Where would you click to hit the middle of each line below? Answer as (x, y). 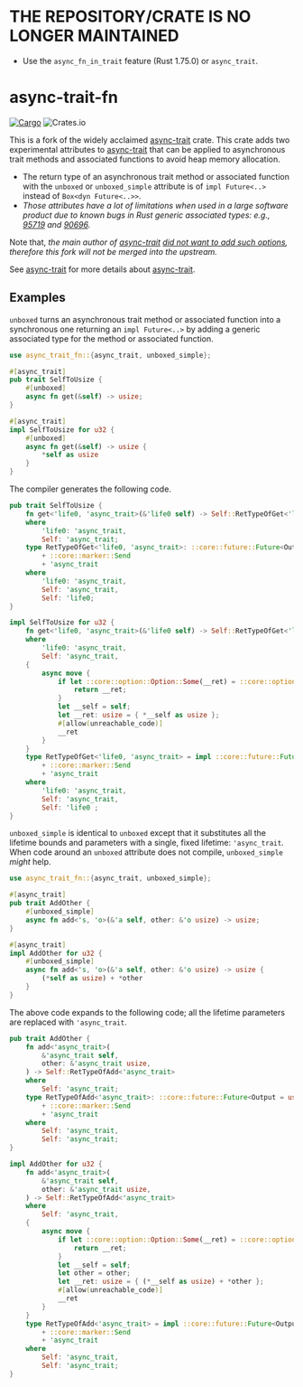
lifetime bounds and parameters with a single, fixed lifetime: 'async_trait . (147, 843)
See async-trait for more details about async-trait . (102, 269)
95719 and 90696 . (56, 224)
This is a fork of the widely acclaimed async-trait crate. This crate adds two (150, 140)
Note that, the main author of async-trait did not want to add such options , (149, 242)
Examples (37, 298)
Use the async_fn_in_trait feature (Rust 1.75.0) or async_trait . (140, 61)
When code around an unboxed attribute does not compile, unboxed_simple (147, 852)
